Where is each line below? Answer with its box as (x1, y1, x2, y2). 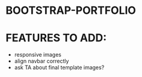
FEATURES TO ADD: (5, 31, 107, 45)
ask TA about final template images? (14, 64, 105, 71)
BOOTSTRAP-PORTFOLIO (5, 4, 137, 17)
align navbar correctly (14, 58, 69, 65)
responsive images (14, 51, 61, 58)
